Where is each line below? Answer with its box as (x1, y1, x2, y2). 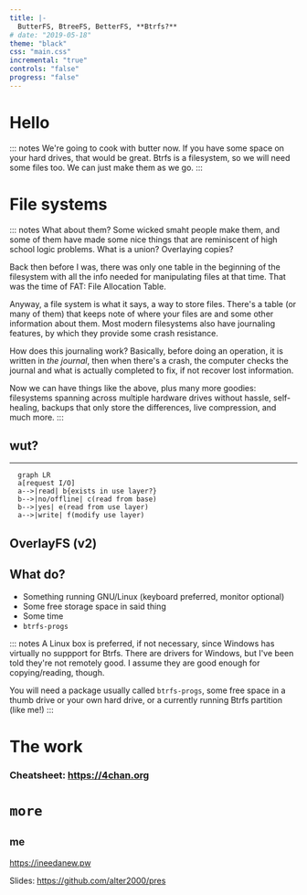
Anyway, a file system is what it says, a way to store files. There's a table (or (9, 298, 297, 309)
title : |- (9, 13, 48, 23)
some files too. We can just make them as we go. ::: (9, 162, 204, 173)
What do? (9, 567, 66, 582)
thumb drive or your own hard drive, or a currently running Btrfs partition (9, 694, 283, 705)
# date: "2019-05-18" (9, 30, 92, 39)
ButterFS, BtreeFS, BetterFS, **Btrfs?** (17, 22, 178, 31)
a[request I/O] (17, 479, 76, 488)
